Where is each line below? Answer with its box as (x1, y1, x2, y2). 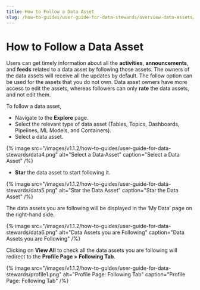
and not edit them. (6, 91, 51, 98)
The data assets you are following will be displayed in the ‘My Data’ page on (6, 205, 192, 212)
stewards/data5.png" (6, 187, 58, 194)
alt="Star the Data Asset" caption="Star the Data (58, 187, 179, 194)
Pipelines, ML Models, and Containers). (14, 127, 112, 134)
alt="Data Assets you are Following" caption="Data (59, 229, 185, 236)
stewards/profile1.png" (6, 271, 62, 278)
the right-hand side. (6, 211, 55, 218)
